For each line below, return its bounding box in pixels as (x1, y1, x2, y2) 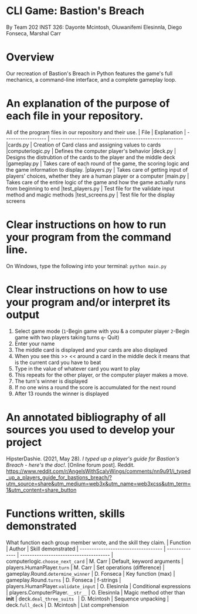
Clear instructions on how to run (6, 218, 167, 231)
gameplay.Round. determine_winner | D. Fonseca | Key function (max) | (6, 570, 175, 577)
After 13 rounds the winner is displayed (14, 390, 109, 397)
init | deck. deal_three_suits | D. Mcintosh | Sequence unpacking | (6, 595, 169, 602)
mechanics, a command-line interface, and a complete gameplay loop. (6, 76, 177, 83)
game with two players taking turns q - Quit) (14, 333, 120, 341)
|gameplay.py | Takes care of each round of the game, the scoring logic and (6, 160, 189, 167)
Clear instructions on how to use (6, 283, 168, 296)
